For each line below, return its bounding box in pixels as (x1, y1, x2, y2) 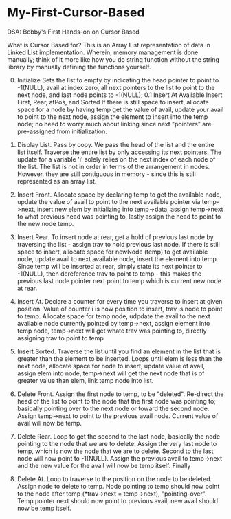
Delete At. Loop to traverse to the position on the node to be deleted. (16, 474, 212, 483)
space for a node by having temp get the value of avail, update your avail (16, 105, 224, 113)
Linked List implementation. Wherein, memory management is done (7, 48, 199, 56)
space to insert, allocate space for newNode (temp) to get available (16, 247, 208, 256)
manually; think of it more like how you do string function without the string (7, 55, 220, 63)
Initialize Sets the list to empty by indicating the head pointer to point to (16, 76, 219, 84)
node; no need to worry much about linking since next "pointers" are (16, 120, 212, 128)
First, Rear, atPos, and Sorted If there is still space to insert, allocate (16, 98, 210, 106)
